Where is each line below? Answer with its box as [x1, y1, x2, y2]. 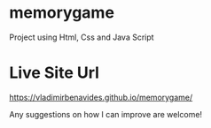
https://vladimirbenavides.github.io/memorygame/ [9, 92, 193, 102]
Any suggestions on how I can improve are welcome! [9, 109, 202, 119]
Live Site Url [9, 63, 100, 83]
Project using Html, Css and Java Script [9, 32, 154, 42]
